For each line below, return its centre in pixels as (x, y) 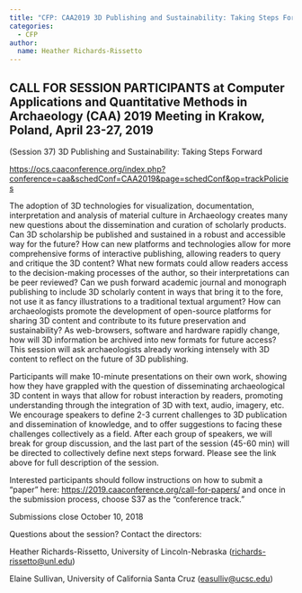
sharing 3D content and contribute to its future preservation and (128, 320)
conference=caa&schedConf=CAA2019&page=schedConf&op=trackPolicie (149, 178)
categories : (31, 26)
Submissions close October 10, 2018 (76, 516)
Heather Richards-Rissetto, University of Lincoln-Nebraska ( (121, 552)
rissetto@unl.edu (41, 561)
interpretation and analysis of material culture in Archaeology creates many (149, 215)
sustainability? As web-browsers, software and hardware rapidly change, (145, 330)
